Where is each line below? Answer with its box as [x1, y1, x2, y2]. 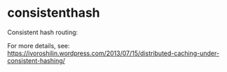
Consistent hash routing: [7, 28, 78, 36]
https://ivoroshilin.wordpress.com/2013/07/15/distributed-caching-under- [7, 49, 219, 57]
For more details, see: [7, 41, 70, 50]
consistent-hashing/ [7, 56, 65, 64]
